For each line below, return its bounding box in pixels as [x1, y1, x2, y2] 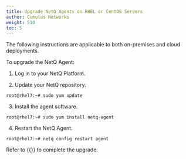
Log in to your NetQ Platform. [14, 70, 86, 77]
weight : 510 [6, 19, 35, 25]
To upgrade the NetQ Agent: [6, 59, 75, 66]
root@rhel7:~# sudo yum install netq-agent [6, 114, 114, 120]
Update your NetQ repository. [14, 82, 86, 89]
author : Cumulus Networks [6, 14, 69, 20]
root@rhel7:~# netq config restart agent [6, 136, 109, 142]
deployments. [6, 48, 39, 55]
